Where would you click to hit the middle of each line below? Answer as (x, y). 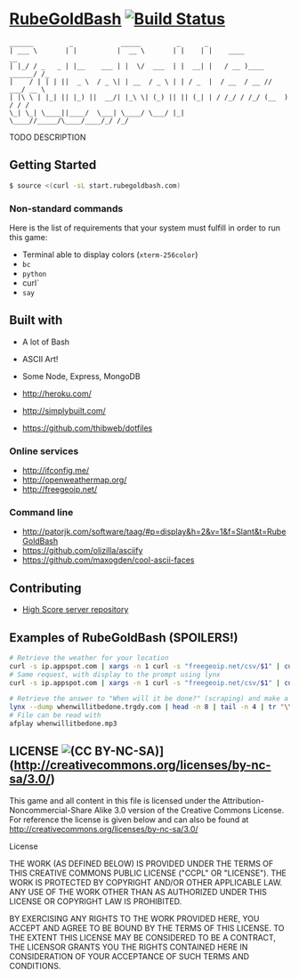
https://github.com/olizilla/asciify (82, 551)
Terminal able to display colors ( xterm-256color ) (110, 255)
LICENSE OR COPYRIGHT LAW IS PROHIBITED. (96, 901)
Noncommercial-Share (51, 810)
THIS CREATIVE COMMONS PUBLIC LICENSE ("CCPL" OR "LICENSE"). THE (148, 873)
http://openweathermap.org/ (74, 480)
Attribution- (243, 800)
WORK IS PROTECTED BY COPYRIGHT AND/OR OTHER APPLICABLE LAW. (146, 882)
